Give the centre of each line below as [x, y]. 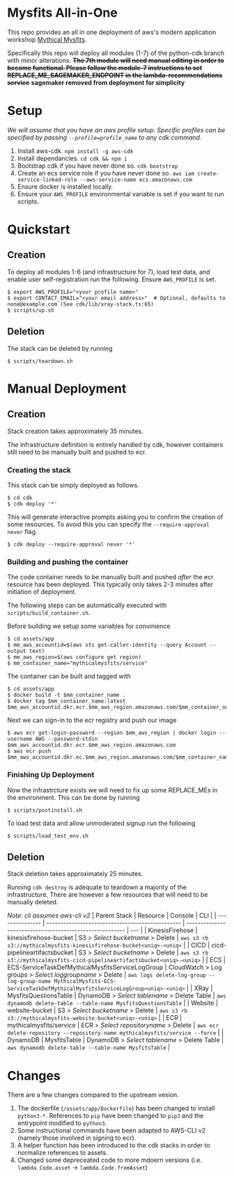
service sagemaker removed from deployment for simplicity [96, 82]
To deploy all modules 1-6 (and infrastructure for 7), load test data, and [109, 272]
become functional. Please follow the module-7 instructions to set [105, 68]
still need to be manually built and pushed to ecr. [77, 452]
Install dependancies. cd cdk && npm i [72, 158]
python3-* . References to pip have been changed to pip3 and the [110, 1116]
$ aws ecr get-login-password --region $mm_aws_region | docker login [112, 733]
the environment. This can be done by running [74, 797]
